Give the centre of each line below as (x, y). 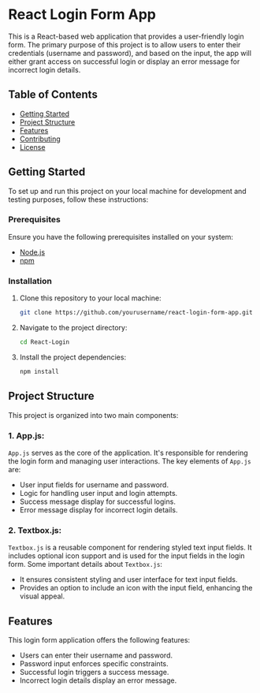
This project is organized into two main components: (93, 415)
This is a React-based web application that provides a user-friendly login (126, 36)
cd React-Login (45, 342)
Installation (30, 281)
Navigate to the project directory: (73, 328)
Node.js (32, 252)
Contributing (40, 139)
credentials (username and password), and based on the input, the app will (130, 53)
